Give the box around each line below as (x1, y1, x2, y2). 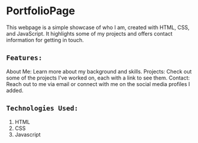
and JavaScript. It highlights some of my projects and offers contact (6, 30, 173, 37)
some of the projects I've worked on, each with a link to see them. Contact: (6, 74, 190, 81)
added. (6, 87, 24, 94)
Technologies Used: (6, 104, 78, 113)
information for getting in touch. (6, 36, 84, 43)
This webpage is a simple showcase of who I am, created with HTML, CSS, (6, 24, 190, 31)
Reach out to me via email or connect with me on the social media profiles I (6, 80, 190, 87)
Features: (6, 53, 43, 62)
